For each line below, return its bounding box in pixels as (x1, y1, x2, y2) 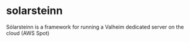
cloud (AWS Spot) (6, 29, 50, 36)
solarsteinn (6, 4, 63, 17)
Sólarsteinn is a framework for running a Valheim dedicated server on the (6, 23, 184, 30)
